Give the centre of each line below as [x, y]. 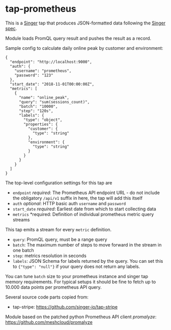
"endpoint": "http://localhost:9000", [51, 62]
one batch [23, 250]
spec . [11, 28]
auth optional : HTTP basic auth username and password [69, 203]
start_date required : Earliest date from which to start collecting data [84, 209]
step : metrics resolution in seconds [49, 256]
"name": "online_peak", [44, 97]
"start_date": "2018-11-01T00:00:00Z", [52, 84]
